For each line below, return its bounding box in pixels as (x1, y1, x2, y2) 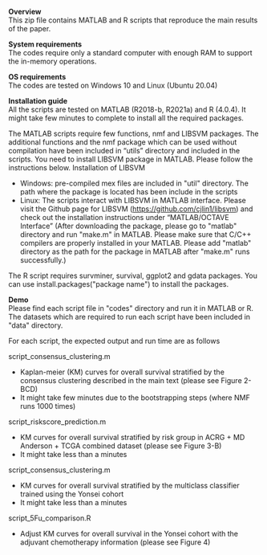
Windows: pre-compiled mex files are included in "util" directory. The (19, 178, 249, 188)
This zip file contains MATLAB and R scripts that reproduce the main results (8, 15, 258, 25)
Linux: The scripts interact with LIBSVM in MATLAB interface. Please (19, 196, 247, 205)
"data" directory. (8, 320, 63, 330)
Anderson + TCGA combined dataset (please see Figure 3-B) (19, 441, 222, 451)
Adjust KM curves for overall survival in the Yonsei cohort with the (19, 529, 239, 538)
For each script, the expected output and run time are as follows (8, 337, 220, 345)
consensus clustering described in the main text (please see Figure (19, 376, 242, 385)
